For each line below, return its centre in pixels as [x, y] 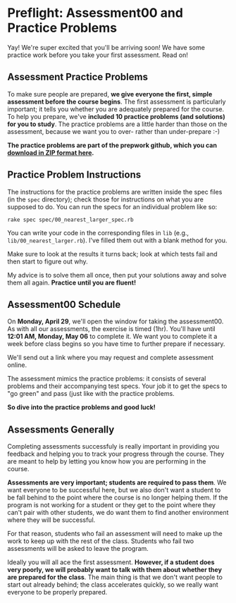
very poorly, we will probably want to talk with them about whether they [114, 570]
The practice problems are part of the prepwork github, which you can [112, 145]
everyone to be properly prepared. [57, 592]
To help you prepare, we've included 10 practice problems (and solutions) [116, 116]
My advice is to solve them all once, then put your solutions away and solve [117, 275]
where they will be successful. [51, 520]
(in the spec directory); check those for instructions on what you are [106, 199]
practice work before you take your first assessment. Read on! [98, 55]
